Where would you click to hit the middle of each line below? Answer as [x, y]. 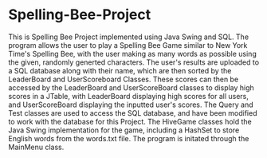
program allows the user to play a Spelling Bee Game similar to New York [128, 45]
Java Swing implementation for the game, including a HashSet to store [124, 130]
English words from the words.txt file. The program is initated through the [129, 138]
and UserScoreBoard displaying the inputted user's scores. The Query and [131, 105]
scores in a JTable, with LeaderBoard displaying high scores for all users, [128, 96]
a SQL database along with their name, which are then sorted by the [120, 70]
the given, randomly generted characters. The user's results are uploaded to [134, 62]
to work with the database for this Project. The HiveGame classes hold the [130, 121]
